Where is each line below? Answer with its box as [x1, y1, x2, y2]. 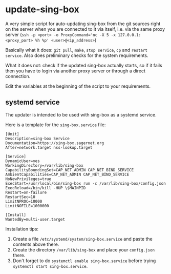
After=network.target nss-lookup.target [5, 145, 93, 150]
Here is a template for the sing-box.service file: [5, 122, 106, 128]
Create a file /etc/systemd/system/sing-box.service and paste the [12, 236, 153, 242]
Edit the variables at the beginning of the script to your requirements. [5, 83, 151, 89]
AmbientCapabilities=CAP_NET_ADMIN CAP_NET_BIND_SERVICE [5, 172, 130, 177]
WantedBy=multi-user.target [5, 217, 66, 222]
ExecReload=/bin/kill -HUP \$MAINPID [5, 185, 86, 190]
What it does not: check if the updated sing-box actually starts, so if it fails [5, 62, 162, 68]
